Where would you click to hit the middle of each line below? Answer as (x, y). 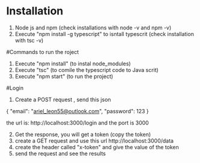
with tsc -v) (29, 40)
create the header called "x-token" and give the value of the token (97, 147)
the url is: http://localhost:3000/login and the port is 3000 (77, 123)
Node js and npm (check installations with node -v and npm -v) (93, 28)
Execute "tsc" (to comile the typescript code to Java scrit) (87, 70)
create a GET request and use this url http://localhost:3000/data (94, 141)
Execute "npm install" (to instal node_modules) (73, 64)
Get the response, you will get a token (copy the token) (83, 134)
